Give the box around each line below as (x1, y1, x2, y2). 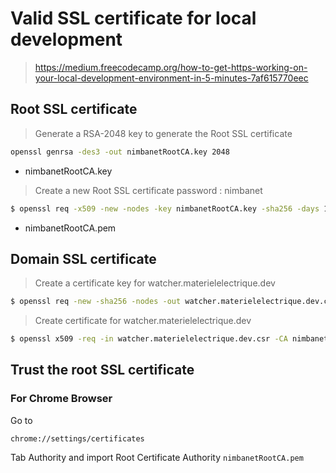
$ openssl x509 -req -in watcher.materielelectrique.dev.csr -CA (10, 334, 288, 344)
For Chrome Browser (10, 392, 113, 406)
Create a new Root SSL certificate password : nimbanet (34, 184, 263, 196)
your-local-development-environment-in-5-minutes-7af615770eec (34, 72, 309, 84)
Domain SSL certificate (10, 250, 157, 267)
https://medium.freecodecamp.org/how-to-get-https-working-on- (34, 61, 308, 73)
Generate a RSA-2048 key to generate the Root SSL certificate (34, 127, 293, 139)
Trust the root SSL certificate (10, 362, 195, 379)
